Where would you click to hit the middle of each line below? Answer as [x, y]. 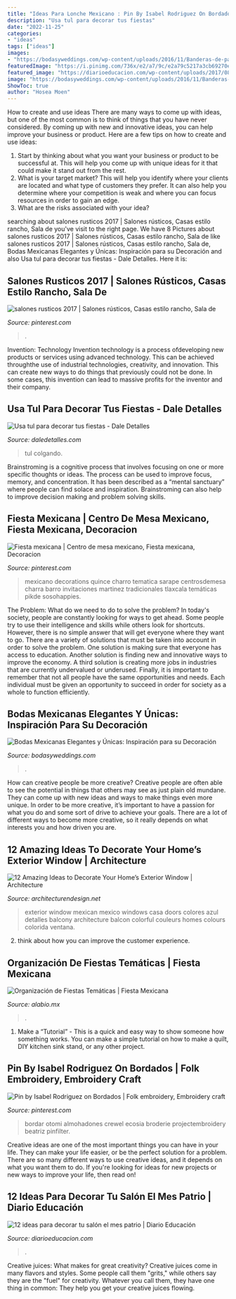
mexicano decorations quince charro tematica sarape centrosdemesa [125, 581]
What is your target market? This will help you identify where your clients [123, 178]
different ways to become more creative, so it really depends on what [108, 820]
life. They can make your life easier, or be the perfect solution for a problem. [117, 1152]
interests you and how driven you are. [62, 828]
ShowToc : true [28, 86]
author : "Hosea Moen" [39, 92]
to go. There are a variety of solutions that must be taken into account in [112, 639]
